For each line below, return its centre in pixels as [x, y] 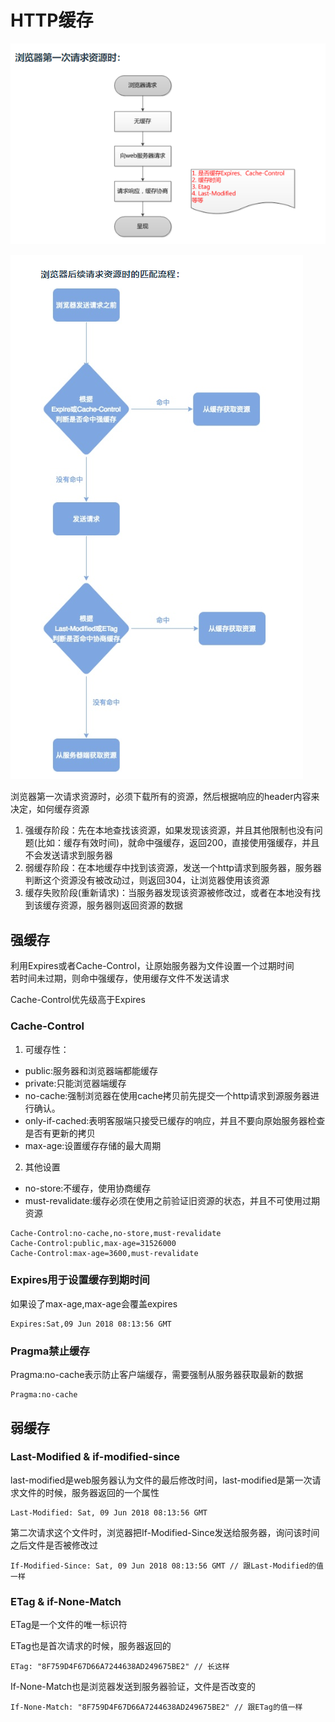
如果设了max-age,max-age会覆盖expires [94, 1303]
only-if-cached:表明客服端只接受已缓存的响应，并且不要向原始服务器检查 [175, 1120]
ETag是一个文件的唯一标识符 [69, 1625]
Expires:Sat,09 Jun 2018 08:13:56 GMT [91, 1324]
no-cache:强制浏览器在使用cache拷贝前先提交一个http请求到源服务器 [167, 1095]
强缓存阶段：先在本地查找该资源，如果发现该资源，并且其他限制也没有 [169, 830]
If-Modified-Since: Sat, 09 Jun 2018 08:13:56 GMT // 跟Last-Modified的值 [167, 1566]
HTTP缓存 [52, 20]
